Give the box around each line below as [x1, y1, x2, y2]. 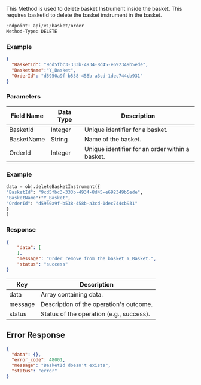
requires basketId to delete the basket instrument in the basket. [6, 11, 162, 19]
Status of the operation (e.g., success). [41, 310, 151, 318]
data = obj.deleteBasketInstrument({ [6, 184, 100, 190]
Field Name [10, 112, 44, 120]
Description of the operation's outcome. [41, 300, 153, 308]
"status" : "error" [11, 368, 58, 374]
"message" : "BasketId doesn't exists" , [11, 362, 111, 369]
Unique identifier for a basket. [84, 125, 168, 134]
